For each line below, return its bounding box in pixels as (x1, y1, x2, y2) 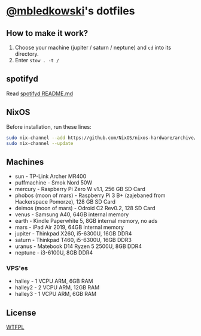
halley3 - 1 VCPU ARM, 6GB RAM (14, 290, 97, 298)
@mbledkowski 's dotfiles (6, 4, 135, 18)
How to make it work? (6, 28, 89, 38)
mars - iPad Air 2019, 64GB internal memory (14, 223, 124, 231)
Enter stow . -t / (14, 57, 60, 63)
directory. (14, 50, 39, 57)
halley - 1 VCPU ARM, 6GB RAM (14, 277, 93, 285)
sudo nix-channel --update (6, 140, 74, 146)
